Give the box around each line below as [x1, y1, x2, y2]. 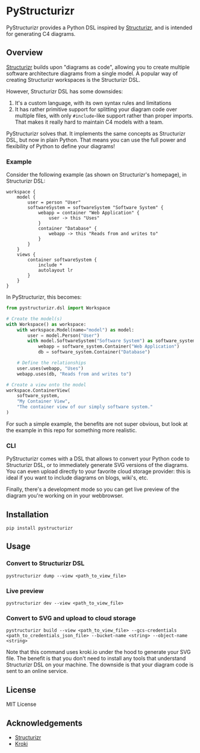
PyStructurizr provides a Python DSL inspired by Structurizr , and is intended [6, 24, 192, 31]
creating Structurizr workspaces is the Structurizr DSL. [6, 76, 141, 83]
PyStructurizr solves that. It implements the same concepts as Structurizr [6, 130, 186, 137]
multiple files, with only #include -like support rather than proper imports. [14, 112, 193, 119]
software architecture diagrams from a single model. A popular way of [6, 70, 178, 77]
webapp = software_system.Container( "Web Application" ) [37, 343, 180, 350]
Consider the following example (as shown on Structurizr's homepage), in [6, 171, 187, 179]
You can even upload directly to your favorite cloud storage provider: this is [6, 468, 191, 475]
